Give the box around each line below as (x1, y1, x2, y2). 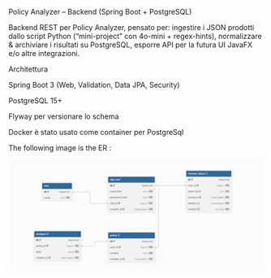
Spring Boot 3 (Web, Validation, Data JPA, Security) (8, 80, 180, 89)
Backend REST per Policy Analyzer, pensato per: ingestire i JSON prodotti (8, 23, 255, 32)
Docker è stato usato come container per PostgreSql (8, 128, 184, 137)
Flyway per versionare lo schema (8, 111, 119, 121)
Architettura (8, 64, 49, 74)
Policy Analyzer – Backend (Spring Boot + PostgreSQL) (8, 7, 192, 16)
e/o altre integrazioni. (8, 49, 80, 58)
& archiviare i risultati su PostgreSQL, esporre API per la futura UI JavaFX (8, 40, 253, 50)
